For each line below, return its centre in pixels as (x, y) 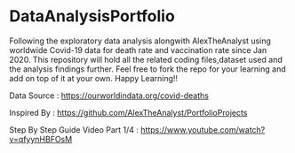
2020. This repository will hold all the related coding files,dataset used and (146, 59)
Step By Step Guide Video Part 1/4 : (74, 129)
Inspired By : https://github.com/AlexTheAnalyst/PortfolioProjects (128, 112)
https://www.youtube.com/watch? (203, 129)
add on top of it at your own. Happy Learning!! (94, 78)
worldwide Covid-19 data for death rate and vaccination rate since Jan (138, 50)
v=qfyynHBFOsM (41, 139)
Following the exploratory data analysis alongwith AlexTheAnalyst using (140, 41)
